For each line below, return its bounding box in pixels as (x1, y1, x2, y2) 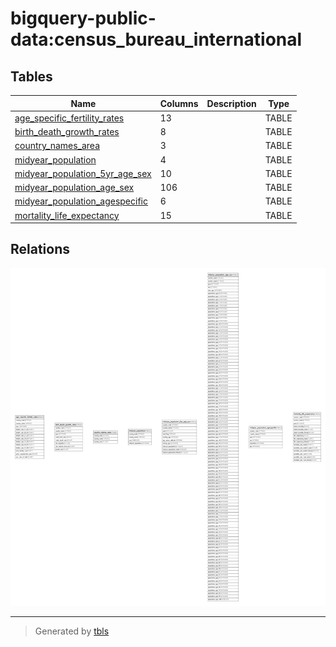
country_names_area (14, 140, 101, 152)
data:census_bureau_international (10, 28, 303, 51)
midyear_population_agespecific (14, 195, 148, 207)
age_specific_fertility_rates (14, 112, 125, 124)
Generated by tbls (34, 625, 110, 637)
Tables (10, 68, 53, 85)
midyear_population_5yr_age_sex (14, 167, 152, 179)
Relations (10, 241, 71, 258)
